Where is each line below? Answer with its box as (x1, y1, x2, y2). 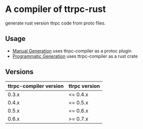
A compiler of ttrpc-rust (5, 3, 106, 15)
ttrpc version (68, 82, 100, 89)
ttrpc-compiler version (7, 82, 64, 89)
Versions (5, 67, 34, 76)
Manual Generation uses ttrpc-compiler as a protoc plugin (12, 47, 132, 53)
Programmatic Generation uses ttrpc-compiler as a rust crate (12, 53, 138, 59)
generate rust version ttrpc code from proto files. (5, 20, 106, 26)
